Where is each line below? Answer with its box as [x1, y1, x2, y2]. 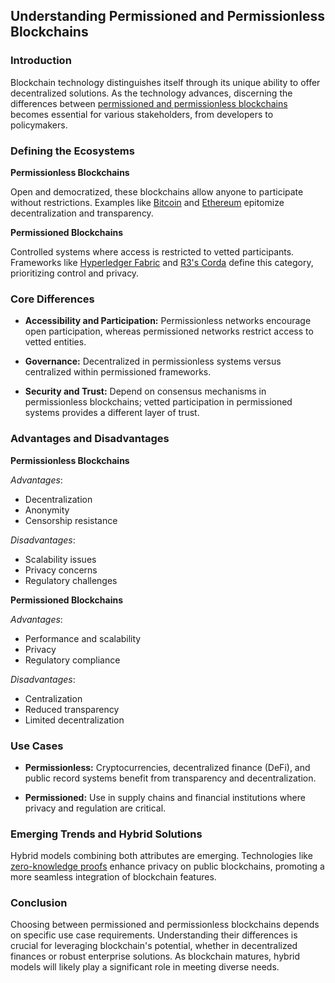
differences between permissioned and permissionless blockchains [10, 97, 288, 109]
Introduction [10, 54, 72, 68]
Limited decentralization [24, 714, 125, 726]
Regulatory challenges [24, 574, 118, 586]
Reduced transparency [24, 703, 120, 715]
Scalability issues [24, 553, 97, 565]
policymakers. [10, 119, 68, 131]
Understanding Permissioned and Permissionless [10, 8, 326, 25]
